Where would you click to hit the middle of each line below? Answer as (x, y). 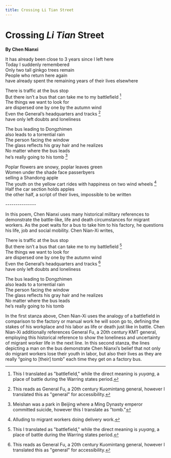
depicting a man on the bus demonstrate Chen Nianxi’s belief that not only (83, 348)
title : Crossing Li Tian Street (39, 10)
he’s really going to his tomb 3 (36, 157)
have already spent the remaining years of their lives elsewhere (72, 81)
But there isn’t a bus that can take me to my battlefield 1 (63, 96)
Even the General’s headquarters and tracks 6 (53, 263)
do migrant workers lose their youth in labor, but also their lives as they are (83, 353)
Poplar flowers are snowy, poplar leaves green (54, 167)
